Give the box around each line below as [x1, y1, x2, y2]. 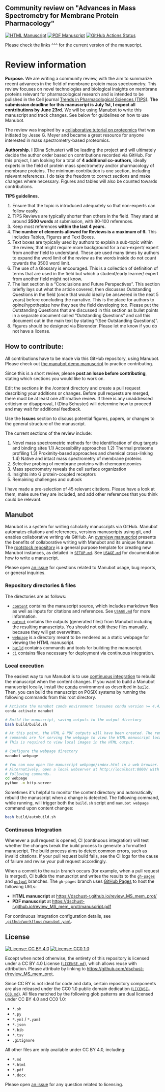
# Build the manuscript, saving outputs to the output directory [5, 717, 141, 722]
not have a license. [12, 328, 51, 334]
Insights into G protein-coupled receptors [12, 471, 96, 477]
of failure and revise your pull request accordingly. [5, 859, 107, 865]
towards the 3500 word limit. [12, 260, 71, 266]
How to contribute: [5, 342, 64, 351]
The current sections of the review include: [5, 430, 92, 436]
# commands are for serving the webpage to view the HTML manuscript [5, 736, 151, 740]
